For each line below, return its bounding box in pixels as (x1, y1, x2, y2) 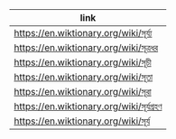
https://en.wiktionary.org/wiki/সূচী (14, 56, 152, 69)
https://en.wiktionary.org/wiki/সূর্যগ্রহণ (14, 100, 162, 112)
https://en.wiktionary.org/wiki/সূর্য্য (14, 27, 153, 39)
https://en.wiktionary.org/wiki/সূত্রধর (14, 42, 159, 53)
